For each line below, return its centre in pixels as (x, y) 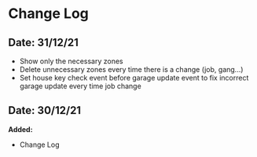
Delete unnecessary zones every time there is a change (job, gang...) (131, 70)
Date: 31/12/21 (43, 43)
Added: (20, 129)
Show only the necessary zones (71, 61)
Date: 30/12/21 (44, 111)
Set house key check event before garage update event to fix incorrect (134, 78)
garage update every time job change (80, 86)
